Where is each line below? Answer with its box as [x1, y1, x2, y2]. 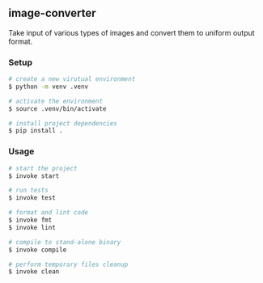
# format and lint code [8, 209, 89, 217]
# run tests [8, 186, 49, 195]
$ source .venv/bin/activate [8, 104, 107, 112]
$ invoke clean [8, 268, 60, 276]
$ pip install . [8, 127, 63, 135]
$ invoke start [8, 171, 60, 180]
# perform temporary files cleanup [8, 260, 129, 268]
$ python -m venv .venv [8, 82, 89, 91]
